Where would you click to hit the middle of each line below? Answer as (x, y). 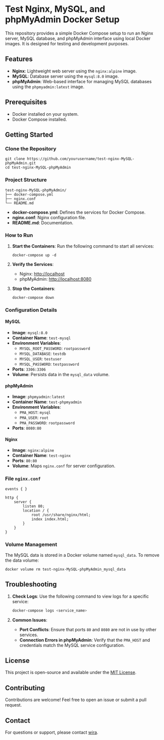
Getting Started (29, 135)
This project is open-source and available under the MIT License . (71, 673)
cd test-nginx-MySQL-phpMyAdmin (38, 168)
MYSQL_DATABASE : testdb (43, 354)
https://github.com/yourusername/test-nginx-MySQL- (81, 159)
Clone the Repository (31, 149)
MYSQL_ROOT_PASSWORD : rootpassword (55, 348)
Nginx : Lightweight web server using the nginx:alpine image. (74, 71)
